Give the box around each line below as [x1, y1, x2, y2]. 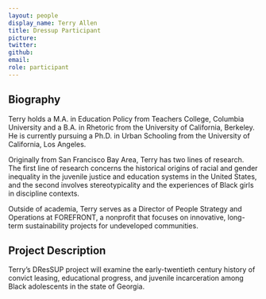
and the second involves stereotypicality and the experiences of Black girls [8, 180, 254, 189]
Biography [8, 93, 61, 107]
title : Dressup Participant [8, 26, 102, 34]
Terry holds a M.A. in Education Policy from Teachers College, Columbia [8, 114, 245, 123]
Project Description [8, 243, 106, 257]
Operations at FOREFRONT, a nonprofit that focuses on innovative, [8, 212, 226, 222]
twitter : [8, 41, 37, 49]
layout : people [8, 11, 59, 20]
